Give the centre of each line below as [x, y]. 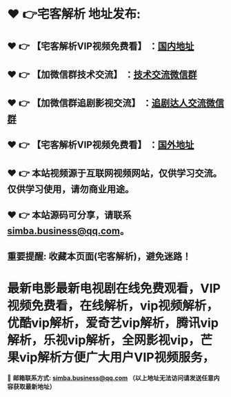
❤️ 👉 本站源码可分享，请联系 [70, 215]
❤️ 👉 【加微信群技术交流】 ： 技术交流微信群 [102, 74]
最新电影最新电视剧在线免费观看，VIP [114, 288]
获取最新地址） [34, 386]
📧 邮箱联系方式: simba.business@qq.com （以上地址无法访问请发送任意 [110, 378]
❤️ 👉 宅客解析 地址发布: [74, 14]
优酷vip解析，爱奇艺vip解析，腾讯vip [113, 323]
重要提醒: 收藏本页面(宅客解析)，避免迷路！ [99, 256]
